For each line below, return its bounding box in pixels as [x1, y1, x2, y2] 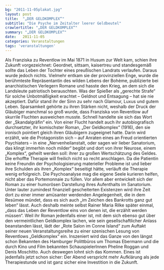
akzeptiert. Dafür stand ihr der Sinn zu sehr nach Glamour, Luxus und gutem [5, 98, 159, 104]
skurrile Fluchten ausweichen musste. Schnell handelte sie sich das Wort [5, 114, 152, 120]
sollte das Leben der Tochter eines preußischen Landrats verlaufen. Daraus [5, 67, 158, 73]
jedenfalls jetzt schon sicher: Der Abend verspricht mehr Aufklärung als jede [5, 254, 160, 260]
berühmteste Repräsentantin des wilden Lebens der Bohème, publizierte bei [5, 78, 159, 83]
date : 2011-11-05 [5, 35, 45, 40]
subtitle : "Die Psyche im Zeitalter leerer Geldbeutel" [5, 21, 121, 26]
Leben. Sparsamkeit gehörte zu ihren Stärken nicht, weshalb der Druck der [5, 104, 156, 109]
